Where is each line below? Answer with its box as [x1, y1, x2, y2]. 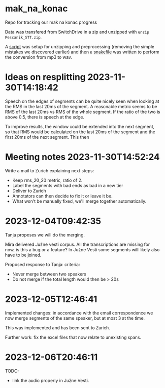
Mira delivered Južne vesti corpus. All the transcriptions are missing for [5, 241, 150, 247]
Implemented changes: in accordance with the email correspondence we [5, 310, 153, 316]
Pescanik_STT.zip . [5, 34, 42, 40]
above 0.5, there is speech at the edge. [5, 114, 85, 120]
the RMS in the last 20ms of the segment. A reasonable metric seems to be [5, 103, 158, 109]
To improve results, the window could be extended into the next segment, [5, 123, 155, 129]
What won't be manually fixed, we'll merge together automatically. [12, 198, 147, 204]
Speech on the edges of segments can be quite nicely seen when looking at [5, 98, 159, 104]
